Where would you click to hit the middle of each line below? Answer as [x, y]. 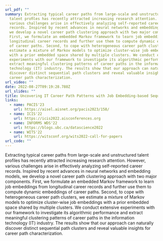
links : [12, 100]
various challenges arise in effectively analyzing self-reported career [74, 166]
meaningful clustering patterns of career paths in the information [70, 218]
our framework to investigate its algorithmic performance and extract [74, 212]
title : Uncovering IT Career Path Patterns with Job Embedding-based [77, 96]
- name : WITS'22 [26, 132]
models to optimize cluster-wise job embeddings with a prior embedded [77, 202]
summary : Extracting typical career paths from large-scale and [71, 14]
